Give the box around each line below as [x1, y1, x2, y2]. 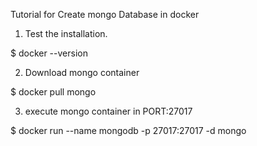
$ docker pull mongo [10, 86, 97, 98]
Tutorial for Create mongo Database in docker [10, 9, 200, 20]
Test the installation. [24, 28, 108, 39]
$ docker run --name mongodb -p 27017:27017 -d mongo [10, 125, 247, 136]
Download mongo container [24, 67, 140, 78]
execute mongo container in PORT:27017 [24, 105, 193, 117]
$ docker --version [10, 47, 88, 59]
